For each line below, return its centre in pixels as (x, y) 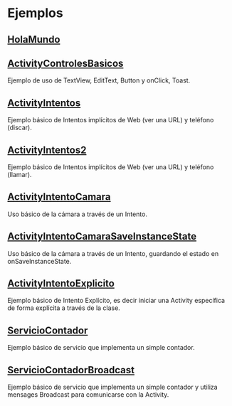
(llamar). (20, 175)
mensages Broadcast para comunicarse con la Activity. (88, 395)
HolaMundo (34, 39)
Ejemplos (35, 13)
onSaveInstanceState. (39, 261)
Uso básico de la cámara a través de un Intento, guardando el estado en (113, 253)
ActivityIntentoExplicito (61, 283)
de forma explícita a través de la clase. (64, 308)
